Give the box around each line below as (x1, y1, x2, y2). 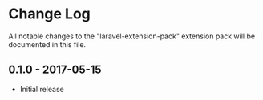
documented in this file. (8, 39, 87, 49)
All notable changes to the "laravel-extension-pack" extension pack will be (8, 31, 255, 41)
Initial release (19, 84, 64, 94)
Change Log (8, 5, 91, 23)
